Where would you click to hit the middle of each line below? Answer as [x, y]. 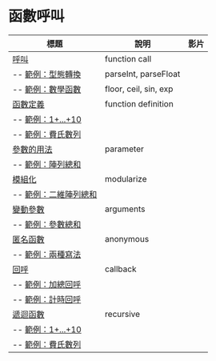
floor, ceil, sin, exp [139, 89]
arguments [125, 209]
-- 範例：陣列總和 [47, 164]
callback [121, 269]
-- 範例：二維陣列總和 [55, 195]
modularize [126, 178]
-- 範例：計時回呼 [47, 299]
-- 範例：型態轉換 [47, 74]
